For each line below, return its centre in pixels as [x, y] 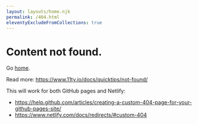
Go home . [18, 68]
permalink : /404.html [33, 17]
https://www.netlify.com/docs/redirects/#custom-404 [81, 115]
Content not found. [54, 52]
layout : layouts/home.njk [38, 12]
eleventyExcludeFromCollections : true [54, 22]
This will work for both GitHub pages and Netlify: [66, 91]
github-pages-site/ [38, 109]
